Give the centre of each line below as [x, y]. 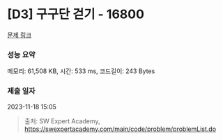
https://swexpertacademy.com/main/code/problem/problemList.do [120, 129]
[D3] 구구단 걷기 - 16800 [76, 14]
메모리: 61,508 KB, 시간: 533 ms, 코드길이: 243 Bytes [81, 71]
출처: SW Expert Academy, [62, 121]
